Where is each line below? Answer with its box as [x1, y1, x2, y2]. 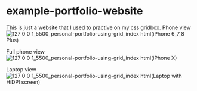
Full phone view [6, 48, 45, 55]
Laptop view [6, 65, 37, 73]
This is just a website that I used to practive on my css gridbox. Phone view [6, 24, 191, 31]
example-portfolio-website [6, 4, 143, 18]
